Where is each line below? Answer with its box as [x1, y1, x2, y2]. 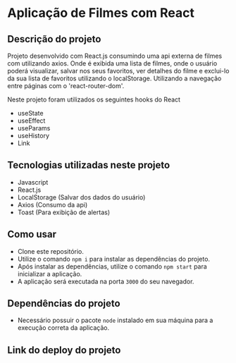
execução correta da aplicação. [17, 324, 110, 332]
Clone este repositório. [17, 247, 85, 255]
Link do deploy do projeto [7, 344, 121, 356]
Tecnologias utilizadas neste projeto [7, 159, 170, 171]
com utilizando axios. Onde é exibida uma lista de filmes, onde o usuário [7, 59, 218, 68]
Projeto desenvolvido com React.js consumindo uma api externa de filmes [7, 51, 223, 60]
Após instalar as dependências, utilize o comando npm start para [17, 262, 208, 271]
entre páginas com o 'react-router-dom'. [7, 82, 125, 90]
